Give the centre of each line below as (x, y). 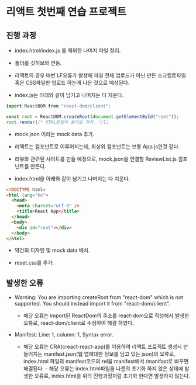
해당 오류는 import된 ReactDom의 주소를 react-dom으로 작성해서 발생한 (106, 315)
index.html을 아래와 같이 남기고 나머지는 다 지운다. (72, 178)
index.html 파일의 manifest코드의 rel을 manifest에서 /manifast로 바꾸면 (106, 361)
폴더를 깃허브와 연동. (38, 63)
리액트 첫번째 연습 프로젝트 (66, 12)
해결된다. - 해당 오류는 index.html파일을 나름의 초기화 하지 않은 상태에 (103, 369)
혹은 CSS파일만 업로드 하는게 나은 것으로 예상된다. (72, 83)
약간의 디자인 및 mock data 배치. (52, 250)
